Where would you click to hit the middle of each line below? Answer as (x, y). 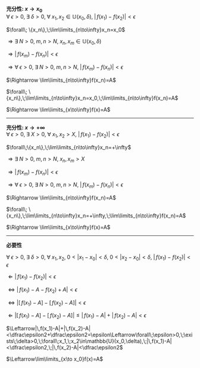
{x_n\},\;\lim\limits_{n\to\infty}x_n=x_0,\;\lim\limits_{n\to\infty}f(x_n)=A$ (92, 98)
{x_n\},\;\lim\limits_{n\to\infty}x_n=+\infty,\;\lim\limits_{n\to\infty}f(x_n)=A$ (96, 216)
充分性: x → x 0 (24, 10)
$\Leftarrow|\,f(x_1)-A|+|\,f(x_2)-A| (49, 329)
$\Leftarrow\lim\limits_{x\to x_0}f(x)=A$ (55, 359)
